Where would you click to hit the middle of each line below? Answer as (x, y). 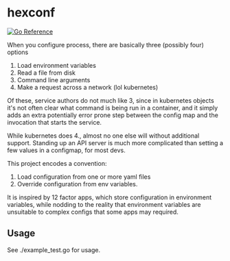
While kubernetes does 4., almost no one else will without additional (103, 136)
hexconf (31, 13)
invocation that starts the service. (54, 122)
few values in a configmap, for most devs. (66, 150)
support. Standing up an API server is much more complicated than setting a (115, 142)
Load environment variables (56, 65)
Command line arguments (54, 79)
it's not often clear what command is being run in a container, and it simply (113, 108)
